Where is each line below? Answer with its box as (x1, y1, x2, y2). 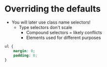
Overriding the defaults (4, 3, 101, 14)
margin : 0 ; (13, 48, 36, 54)
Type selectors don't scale (18, 24, 72, 30)
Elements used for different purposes (26, 35, 101, 40)
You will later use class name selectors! (11, 19, 91, 25)
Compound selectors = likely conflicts (26, 29, 103, 35)
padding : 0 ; (13, 53, 37, 58)
